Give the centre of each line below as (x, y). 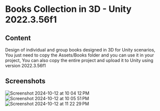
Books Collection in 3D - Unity (68, 9)
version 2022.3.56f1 (26, 66)
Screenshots (25, 81)
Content (18, 38)
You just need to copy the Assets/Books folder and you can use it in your (80, 55)
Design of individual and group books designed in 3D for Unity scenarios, (80, 50)
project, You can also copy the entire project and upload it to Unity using (79, 60)
